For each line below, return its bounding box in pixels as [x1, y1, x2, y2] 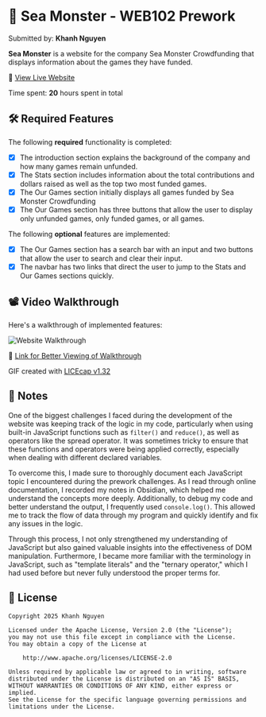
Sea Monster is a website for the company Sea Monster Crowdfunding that [8, 48, 255, 58]
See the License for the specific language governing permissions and [8, 696, 247, 703]
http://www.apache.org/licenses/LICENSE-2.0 [22, 653, 172, 662]
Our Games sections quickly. [19, 271, 114, 281]
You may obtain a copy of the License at [8, 640, 148, 648]
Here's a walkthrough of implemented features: [8, 320, 163, 329]
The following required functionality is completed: [8, 137, 172, 146]
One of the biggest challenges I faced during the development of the [8, 410, 233, 420]
